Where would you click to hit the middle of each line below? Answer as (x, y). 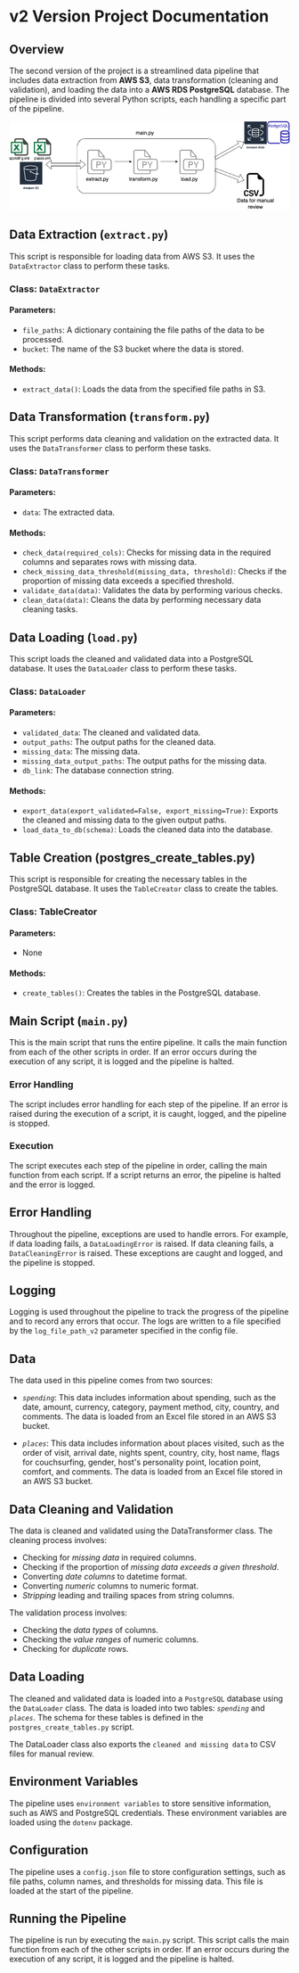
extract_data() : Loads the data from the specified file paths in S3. (144, 389)
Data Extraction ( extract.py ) (89, 235)
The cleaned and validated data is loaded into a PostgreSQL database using (146, 1698)
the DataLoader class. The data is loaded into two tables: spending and (137, 1708)
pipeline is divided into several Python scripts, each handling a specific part (148, 99)
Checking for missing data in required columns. (109, 1557)
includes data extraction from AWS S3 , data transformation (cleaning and (144, 80)
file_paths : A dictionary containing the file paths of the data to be (143, 330)
